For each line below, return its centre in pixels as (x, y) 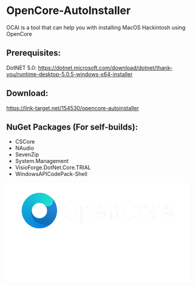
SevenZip (27, 155)
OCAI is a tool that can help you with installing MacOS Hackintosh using (96, 27)
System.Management (42, 161)
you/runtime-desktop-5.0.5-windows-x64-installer (70, 74)
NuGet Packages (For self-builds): (72, 127)
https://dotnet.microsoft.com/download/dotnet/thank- (105, 68)
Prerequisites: (33, 53)
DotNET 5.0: (22, 68)
